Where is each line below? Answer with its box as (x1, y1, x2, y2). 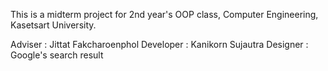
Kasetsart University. (10, 19, 97, 31)
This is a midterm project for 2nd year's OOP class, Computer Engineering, (10, 9, 319, 20)
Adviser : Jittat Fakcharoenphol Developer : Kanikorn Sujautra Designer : (10, 39, 309, 50)
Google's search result (10, 49, 104, 61)
